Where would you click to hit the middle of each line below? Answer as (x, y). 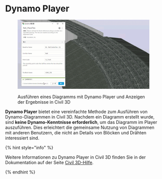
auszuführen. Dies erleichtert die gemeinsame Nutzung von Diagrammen (80, 127)
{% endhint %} (20, 172)
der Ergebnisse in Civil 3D (44, 102)
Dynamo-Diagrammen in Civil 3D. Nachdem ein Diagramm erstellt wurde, (80, 117)
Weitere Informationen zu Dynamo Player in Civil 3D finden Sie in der (76, 157)
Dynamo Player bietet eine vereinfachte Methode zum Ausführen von (77, 112)
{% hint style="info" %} (29, 147)
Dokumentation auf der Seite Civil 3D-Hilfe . (49, 162)
